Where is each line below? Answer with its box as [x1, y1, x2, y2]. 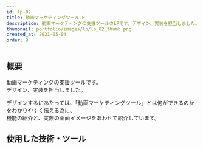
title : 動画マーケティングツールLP [6, 15, 85, 21]
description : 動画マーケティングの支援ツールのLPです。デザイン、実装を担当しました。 [6, 20, 200, 26]
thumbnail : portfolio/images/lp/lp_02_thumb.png [6, 26, 132, 32]
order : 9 [6, 37, 29, 43]
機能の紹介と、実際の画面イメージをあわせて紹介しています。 [6, 114, 160, 122]
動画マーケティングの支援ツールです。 [6, 78, 101, 86]
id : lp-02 [6, 9, 32, 15]
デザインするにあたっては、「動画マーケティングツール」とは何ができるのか [6, 99, 194, 106]
